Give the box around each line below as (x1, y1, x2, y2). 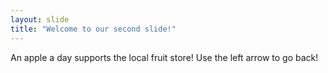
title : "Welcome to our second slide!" (10, 24, 177, 34)
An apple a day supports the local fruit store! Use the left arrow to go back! (10, 51, 319, 63)
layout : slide (10, 14, 70, 25)
